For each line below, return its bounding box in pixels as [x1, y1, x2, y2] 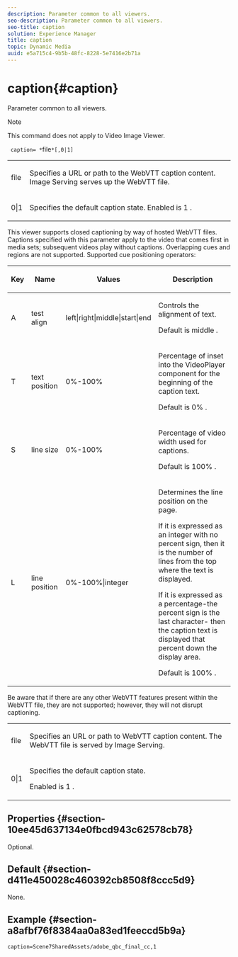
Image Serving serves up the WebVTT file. [29, 176, 170, 186]
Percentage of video [158, 428, 227, 438]
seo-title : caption [7, 23, 65, 30]
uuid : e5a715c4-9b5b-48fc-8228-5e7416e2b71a [7, 50, 141, 57]
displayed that [158, 634, 205, 644]
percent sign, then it [158, 538, 225, 548]
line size [30, 444, 59, 454]
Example [7, 913, 47, 925]
